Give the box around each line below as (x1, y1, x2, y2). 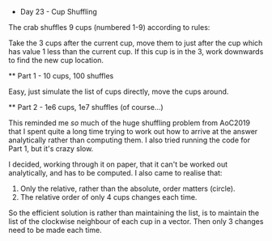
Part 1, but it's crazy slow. (8, 144, 94, 153)
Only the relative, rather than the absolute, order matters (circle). (19, 184, 236, 193)
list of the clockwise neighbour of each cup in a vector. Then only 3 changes (8, 217, 264, 226)
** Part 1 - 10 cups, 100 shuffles (8, 71, 114, 80)
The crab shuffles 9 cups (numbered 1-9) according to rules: (8, 23, 210, 32)
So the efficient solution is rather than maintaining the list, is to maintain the (8, 208, 260, 218)
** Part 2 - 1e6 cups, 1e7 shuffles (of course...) (8, 103, 164, 112)
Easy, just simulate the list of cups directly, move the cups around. (8, 87, 229, 96)
